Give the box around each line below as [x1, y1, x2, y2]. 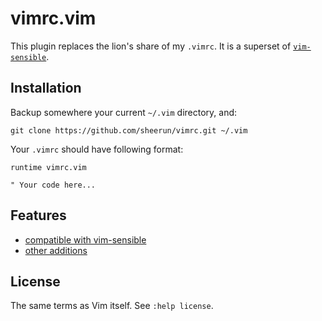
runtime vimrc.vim [10, 162, 87, 172]
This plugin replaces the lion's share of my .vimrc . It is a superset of [10, 40, 292, 52]
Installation [10, 80, 82, 97]
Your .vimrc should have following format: [10, 143, 184, 155]
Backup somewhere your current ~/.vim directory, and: [10, 106, 238, 118]
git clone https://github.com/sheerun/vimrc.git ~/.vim [10, 125, 248, 136]
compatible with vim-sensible [24, 233, 147, 246]
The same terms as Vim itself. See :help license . [10, 300, 214, 312]
